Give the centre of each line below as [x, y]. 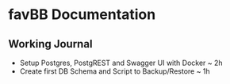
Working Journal [50, 44]
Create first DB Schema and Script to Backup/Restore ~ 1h [115, 71]
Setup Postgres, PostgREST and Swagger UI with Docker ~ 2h [121, 63]
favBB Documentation [82, 15]
